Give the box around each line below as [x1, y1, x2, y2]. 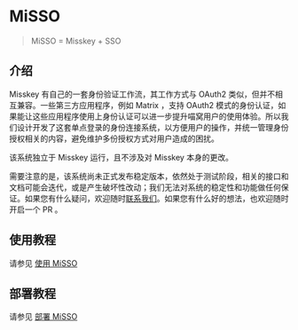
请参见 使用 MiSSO [9, 257, 78, 268]
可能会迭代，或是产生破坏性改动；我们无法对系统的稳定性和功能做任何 [24, 182, 281, 192]
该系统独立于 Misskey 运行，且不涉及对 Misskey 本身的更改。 [9, 152, 233, 162]
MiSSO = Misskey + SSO [30, 35, 122, 46]
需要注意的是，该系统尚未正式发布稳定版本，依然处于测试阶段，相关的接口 [9, 170, 281, 181]
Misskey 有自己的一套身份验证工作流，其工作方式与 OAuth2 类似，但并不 [9, 89, 276, 99]
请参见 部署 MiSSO [9, 311, 78, 322]
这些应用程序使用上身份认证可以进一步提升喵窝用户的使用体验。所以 [32, 111, 281, 122]
